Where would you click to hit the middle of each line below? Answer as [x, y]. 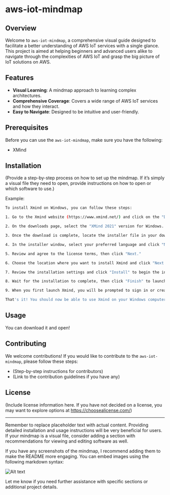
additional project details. [32, 487]
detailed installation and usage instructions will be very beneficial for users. [84, 430]
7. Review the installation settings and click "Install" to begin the [82, 272]
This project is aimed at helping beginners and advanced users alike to [79, 51]
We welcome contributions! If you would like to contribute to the [72, 356]
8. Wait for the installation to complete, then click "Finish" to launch [86, 281]
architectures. [27, 96]
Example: [15, 199]
